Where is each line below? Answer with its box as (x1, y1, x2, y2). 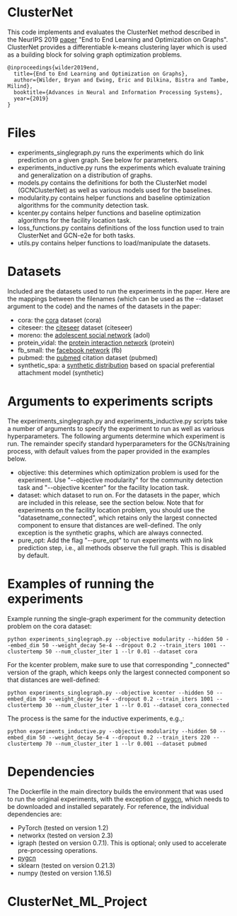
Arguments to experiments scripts (7, 393, 214, 409)
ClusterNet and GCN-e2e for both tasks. (17, 231, 136, 240)
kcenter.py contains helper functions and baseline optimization (17, 208, 202, 217)
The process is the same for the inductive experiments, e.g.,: (7, 714, 185, 722)
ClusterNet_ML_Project (7, 893, 147, 910)
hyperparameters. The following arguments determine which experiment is (7, 432, 226, 440)
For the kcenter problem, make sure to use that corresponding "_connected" (7, 660, 230, 669)
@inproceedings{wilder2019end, (7, 64, 100, 71)
